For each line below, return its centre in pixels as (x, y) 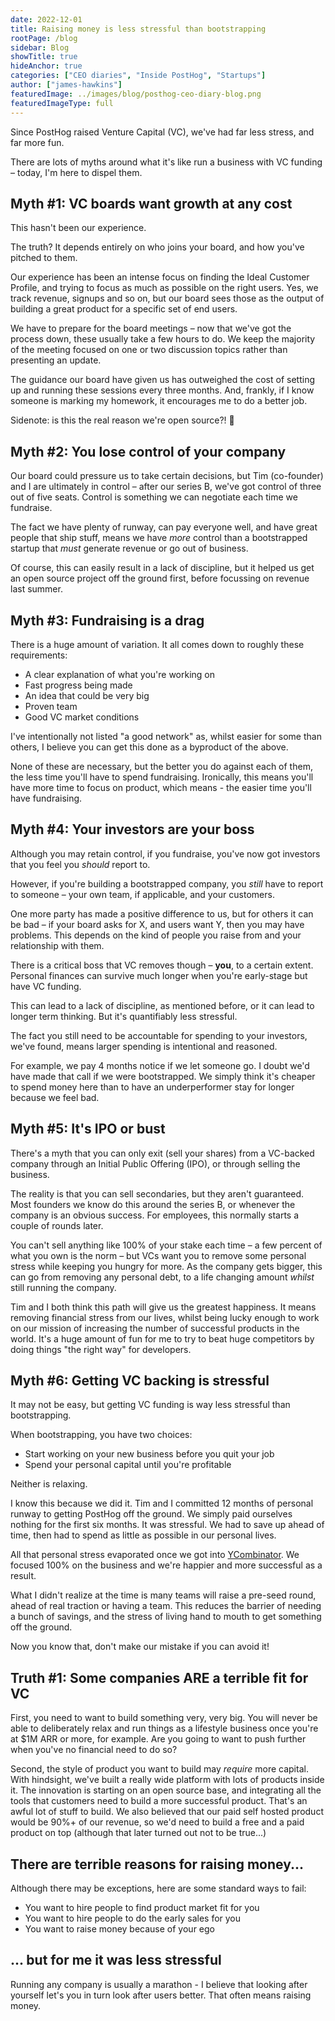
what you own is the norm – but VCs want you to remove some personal (158, 1255)
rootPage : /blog (44, 38)
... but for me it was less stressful (116, 1960)
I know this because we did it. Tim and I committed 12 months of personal (162, 1503)
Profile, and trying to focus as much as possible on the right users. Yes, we (164, 288)
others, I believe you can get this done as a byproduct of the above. (149, 747)
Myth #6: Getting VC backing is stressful (140, 1380)
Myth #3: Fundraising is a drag (107, 620)
